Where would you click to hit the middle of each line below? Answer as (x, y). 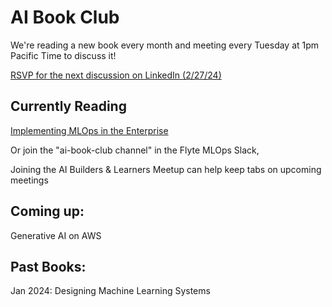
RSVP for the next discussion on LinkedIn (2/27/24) (116, 75)
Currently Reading (68, 106)
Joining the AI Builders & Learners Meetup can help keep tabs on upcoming (166, 169)
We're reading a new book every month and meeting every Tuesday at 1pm (165, 45)
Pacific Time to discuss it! (63, 55)
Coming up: (47, 211)
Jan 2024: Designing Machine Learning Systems (110, 291)
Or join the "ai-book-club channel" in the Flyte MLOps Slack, (135, 150)
